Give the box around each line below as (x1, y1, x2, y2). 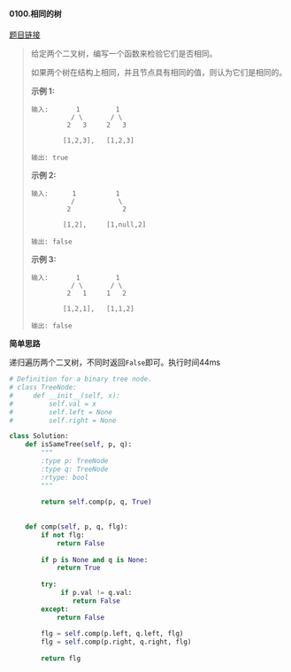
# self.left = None (9, 407, 113, 416)
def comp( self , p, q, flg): (25, 522, 128, 531)
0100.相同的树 (9, 8, 62, 19)
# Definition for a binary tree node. (9, 375, 152, 384)
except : (41, 605, 69, 614)
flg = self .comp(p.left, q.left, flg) (41, 630, 184, 638)
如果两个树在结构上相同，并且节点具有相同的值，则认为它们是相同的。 (30, 67, 287, 78)
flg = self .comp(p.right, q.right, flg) (41, 637, 192, 646)
